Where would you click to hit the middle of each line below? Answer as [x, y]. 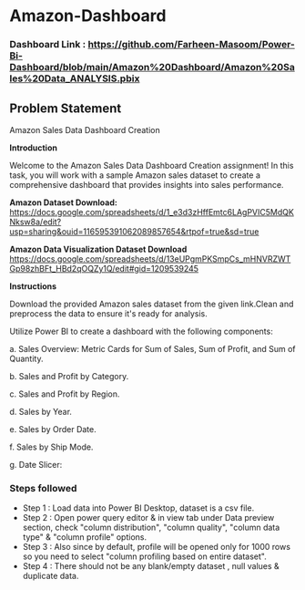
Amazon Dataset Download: [64, 202]
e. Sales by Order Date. [53, 429]
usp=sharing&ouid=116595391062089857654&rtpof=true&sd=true [134, 231]
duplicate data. [51, 576]
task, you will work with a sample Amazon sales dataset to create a [135, 175]
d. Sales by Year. [41, 411]
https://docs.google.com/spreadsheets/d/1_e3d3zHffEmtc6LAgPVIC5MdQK [152, 212]
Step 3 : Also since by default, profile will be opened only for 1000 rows [157, 547]
